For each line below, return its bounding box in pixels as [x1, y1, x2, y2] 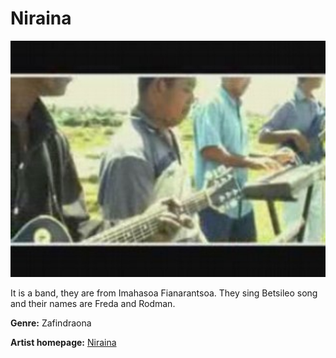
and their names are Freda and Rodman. [10, 297, 176, 309]
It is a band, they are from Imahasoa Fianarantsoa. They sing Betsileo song [10, 287, 318, 299]
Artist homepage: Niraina [10, 336, 117, 348]
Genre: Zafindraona [10, 317, 92, 329]
